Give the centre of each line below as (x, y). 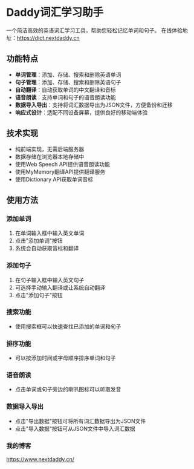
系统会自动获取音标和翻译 (47, 248)
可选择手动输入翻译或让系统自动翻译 (60, 287)
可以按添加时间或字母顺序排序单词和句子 (65, 358)
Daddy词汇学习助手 (55, 12)
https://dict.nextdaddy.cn (48, 38)
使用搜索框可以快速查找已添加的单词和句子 (68, 326)
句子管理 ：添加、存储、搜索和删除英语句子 (68, 82)
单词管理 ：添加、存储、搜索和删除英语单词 (68, 74)
